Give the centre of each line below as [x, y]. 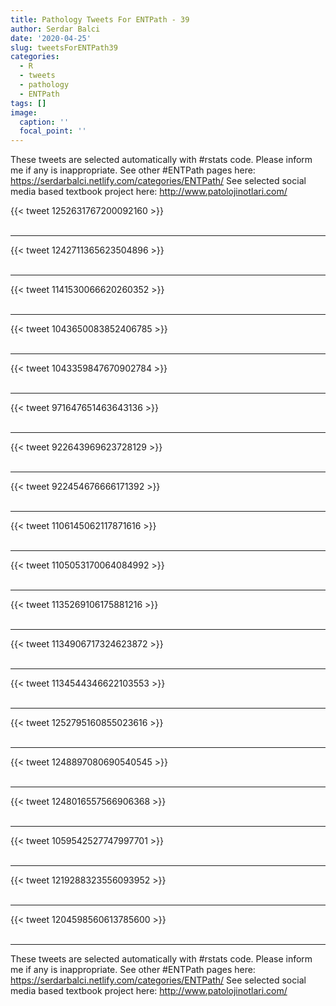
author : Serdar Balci [55, 29]
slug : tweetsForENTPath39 [64, 47]
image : [24, 112]
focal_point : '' [53, 131]
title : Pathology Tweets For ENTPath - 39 [100, 19]
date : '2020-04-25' [51, 38]
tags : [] [28, 103]
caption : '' [44, 122]
